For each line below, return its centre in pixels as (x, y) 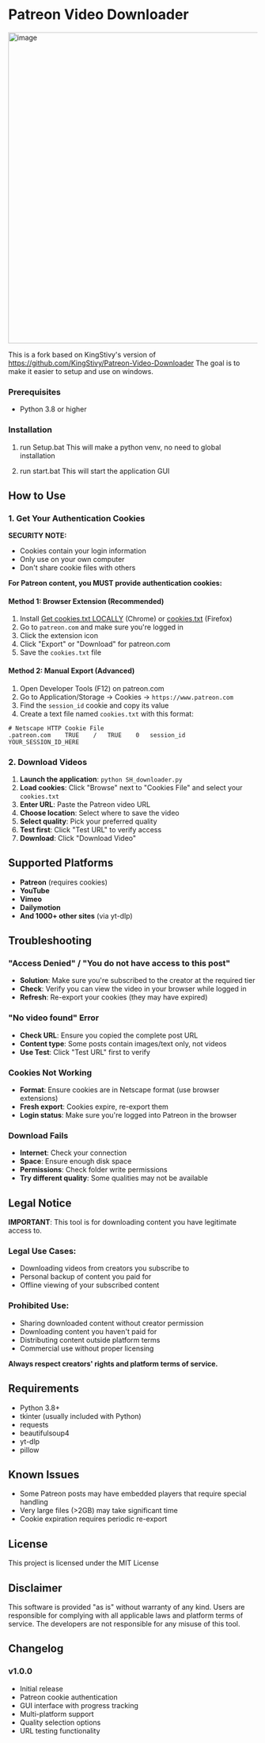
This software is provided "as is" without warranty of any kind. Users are (127, 1607)
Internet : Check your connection (73, 1153)
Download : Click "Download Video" (78, 838)
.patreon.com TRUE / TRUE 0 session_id (97, 735)
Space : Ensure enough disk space (76, 1161)
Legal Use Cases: (42, 1252)
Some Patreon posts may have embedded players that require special (133, 1494)
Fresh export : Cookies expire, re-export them (94, 1107)
